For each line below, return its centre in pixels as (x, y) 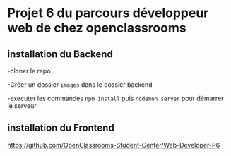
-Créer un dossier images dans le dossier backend (80, 85)
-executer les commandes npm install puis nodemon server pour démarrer (115, 98)
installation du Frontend (61, 128)
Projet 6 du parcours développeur (108, 13)
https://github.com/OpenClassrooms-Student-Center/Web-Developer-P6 (114, 145)
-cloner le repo (29, 71)
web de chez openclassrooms (97, 28)
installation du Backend (60, 54)
